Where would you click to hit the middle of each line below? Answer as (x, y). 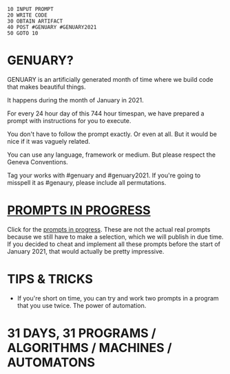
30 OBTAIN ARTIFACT (35, 21)
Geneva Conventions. (38, 162)
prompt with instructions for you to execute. (69, 120)
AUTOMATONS (51, 362)
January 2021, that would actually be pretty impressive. (86, 251)
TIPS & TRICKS (50, 279)
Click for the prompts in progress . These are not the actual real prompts (109, 229)
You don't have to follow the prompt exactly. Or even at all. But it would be (112, 134)
